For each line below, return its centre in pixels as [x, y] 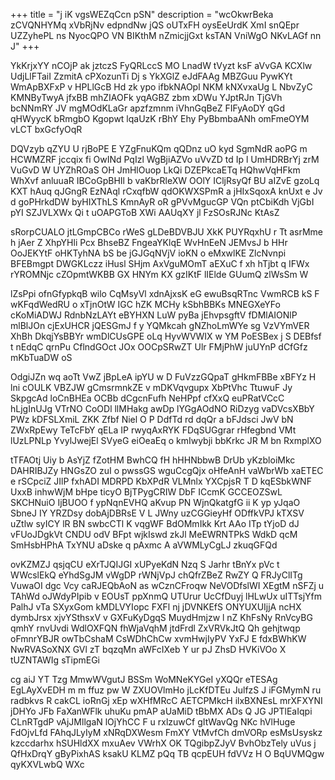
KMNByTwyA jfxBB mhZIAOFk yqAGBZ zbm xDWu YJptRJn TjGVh [146, 97]
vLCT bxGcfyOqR [46, 129]
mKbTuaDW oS [41, 357]
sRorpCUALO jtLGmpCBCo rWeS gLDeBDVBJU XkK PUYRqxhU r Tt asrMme [166, 232]
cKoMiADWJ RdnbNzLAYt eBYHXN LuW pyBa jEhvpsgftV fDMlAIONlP [154, 315]
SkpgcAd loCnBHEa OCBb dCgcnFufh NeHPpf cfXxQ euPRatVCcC [147, 398]
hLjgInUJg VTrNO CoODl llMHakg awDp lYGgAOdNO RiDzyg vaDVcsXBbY [162, 408]
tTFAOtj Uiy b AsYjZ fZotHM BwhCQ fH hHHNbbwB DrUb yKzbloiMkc [153, 460]
